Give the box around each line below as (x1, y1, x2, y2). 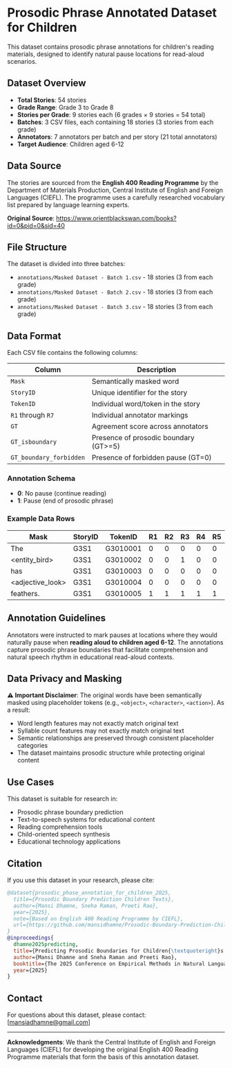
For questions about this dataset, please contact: (7, 1010, 146, 1019)
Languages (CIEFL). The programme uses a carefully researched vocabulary (7, 193, 225, 202)
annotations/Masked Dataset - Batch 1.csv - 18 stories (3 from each (17, 273, 213, 281)
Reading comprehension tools (17, 823, 103, 831)
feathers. (10, 588, 40, 598)
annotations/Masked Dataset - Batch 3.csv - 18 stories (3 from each (17, 303, 213, 311)
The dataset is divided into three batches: (7, 260, 126, 268)
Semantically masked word (91, 376, 180, 386)
